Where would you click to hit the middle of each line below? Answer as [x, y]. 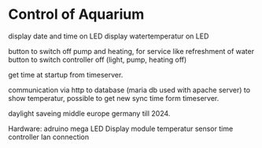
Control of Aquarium [76, 14]
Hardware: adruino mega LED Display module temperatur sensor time [121, 128]
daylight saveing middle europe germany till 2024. [89, 113]
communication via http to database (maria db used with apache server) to [129, 90]
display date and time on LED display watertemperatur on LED [109, 36]
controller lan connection [49, 137]
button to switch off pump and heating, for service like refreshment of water [131, 51]
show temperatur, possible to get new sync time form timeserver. [114, 98]
